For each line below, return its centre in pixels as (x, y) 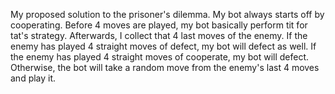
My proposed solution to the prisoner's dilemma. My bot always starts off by (167, 14)
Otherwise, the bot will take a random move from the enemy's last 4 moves (165, 67)
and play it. (33, 78)
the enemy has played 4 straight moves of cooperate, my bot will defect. (160, 57)
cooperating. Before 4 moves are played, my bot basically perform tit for (159, 25)
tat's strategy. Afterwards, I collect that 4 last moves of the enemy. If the (159, 35)
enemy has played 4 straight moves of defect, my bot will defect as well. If (163, 46)
